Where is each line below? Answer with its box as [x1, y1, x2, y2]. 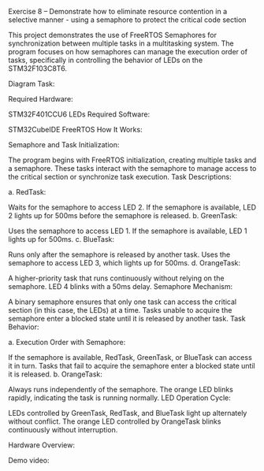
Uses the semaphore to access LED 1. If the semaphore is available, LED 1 [8, 226, 247, 235]
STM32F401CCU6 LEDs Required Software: [8, 109, 151, 119]
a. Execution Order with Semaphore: [8, 338, 126, 347]
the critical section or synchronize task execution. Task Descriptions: [8, 172, 232, 181]
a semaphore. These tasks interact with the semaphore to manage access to [8, 164, 257, 172]
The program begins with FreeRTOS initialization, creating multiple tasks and [8, 155, 257, 165]
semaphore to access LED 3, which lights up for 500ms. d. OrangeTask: [8, 258, 241, 267]
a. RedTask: [8, 187, 46, 196]
